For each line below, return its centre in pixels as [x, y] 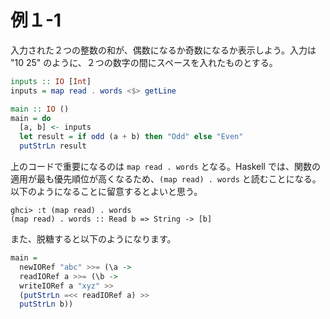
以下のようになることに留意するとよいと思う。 [106, 192]
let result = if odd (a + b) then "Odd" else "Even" [131, 137]
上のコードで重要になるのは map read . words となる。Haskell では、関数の [165, 167]
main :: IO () [40, 109]
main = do [31, 118]
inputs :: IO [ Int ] [51, 81]
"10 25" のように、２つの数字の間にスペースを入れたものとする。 [144, 62]
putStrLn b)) [46, 304]
